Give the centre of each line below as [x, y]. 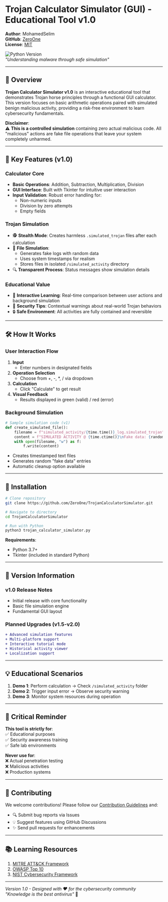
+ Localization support [30, 653]
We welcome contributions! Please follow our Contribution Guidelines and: [82, 805]
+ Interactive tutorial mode [35, 644]
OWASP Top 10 [28, 869]
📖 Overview [23, 80]
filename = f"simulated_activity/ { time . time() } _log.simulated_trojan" [89, 432]
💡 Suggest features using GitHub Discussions [59, 822]
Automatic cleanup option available [48, 467]
